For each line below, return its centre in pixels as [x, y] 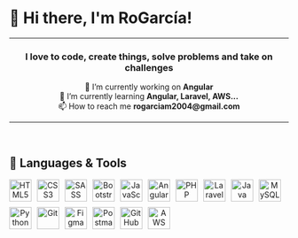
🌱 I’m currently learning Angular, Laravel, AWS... [149, 96]
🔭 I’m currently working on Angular [149, 87]
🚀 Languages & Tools [68, 163]
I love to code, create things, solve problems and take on [149, 57]
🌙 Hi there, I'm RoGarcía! [101, 18]
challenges [149, 67]
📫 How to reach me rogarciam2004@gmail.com [149, 106]
